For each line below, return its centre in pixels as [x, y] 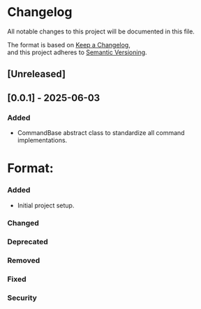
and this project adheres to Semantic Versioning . [77, 52]
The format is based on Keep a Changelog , [69, 45]
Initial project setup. [46, 205]
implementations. [42, 141]
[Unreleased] [37, 74]
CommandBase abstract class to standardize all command [101, 133]
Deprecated [28, 242]
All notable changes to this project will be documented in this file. [101, 31]
